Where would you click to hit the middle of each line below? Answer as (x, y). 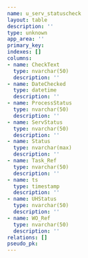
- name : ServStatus (35, 122)
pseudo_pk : (23, 244)
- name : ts (23, 180)
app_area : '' (26, 39)
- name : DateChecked (37, 84)
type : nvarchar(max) (43, 148)
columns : (20, 58)
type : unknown (27, 33)
